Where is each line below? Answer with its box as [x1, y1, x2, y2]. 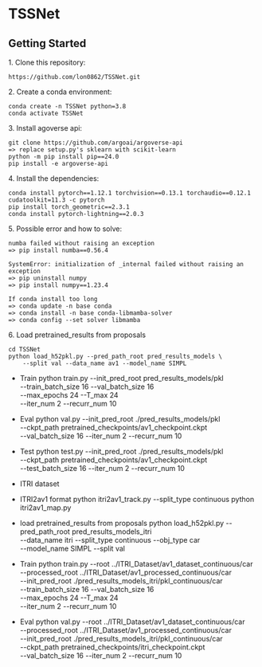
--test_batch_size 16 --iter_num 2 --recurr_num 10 [19, 464, 185, 473]
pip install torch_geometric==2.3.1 [8, 203, 130, 211]
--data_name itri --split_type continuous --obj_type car [19, 536, 201, 544]
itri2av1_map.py [19, 503, 72, 512]
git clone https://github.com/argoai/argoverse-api [8, 139, 183, 147]
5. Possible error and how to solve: [8, 224, 122, 233]
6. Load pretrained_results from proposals [8, 330, 146, 339]
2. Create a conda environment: [8, 87, 112, 96]
